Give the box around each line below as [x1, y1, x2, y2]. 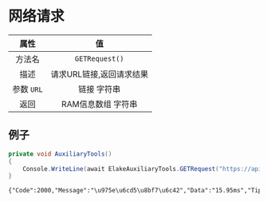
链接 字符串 [78, 83, 121, 94]
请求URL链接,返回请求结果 [50, 69, 149, 80]
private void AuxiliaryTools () [8, 149, 112, 158]
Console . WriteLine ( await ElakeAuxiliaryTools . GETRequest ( [22, 164, 219, 172]
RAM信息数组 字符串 [61, 98, 138, 109]
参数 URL [12, 83, 43, 94]
